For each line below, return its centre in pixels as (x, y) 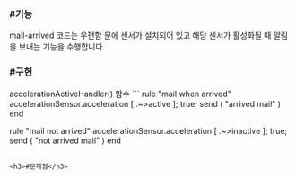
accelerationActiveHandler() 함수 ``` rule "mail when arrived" (120, 94)
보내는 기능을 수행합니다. (62, 47)
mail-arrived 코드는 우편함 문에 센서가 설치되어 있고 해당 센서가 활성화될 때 (140, 36)
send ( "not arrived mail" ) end (65, 140)
